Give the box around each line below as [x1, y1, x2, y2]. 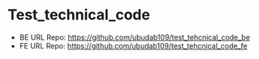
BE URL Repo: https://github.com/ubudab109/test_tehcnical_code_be [19, 32, 251, 42]
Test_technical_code [7, 6, 151, 24]
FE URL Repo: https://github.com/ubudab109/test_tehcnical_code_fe [19, 40, 248, 50]
